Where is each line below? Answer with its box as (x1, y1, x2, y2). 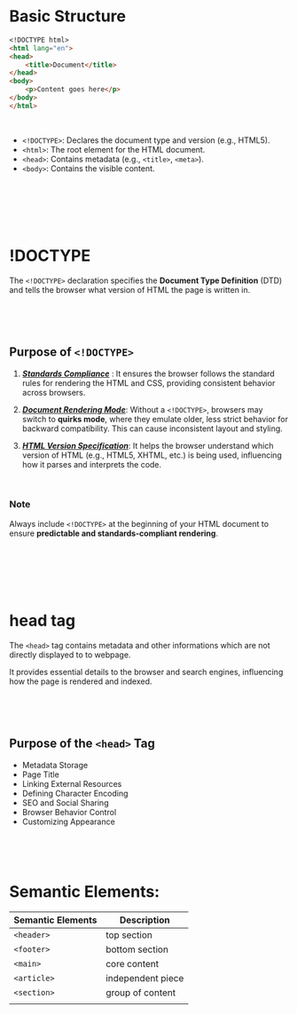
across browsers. (21, 387, 86, 397)
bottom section (106, 943, 168, 955)
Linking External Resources (21, 778, 122, 789)
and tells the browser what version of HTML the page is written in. (9, 284, 251, 295)
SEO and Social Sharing (21, 797, 109, 808)
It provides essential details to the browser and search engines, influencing (9, 666, 284, 677)
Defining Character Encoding (21, 788, 129, 798)
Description (119, 914, 170, 926)
